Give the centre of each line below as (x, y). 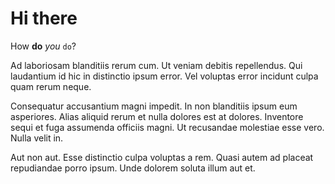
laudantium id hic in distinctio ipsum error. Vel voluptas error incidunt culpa (164, 76)
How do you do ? (43, 46)
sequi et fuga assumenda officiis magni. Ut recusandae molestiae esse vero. (167, 127)
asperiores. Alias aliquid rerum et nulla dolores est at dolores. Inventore (157, 116)
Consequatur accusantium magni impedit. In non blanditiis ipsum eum (154, 106)
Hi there (44, 18)
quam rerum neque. (51, 86)
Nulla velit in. (37, 138)
